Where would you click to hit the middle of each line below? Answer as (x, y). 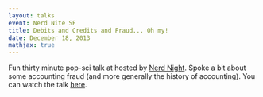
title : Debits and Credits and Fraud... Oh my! (89, 30)
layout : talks (32, 16)
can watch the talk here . (48, 85)
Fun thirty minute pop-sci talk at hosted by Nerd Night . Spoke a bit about (127, 68)
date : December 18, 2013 (49, 38)
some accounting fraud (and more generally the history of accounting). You (132, 76)
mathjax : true (32, 45)
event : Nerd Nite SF (43, 23)
